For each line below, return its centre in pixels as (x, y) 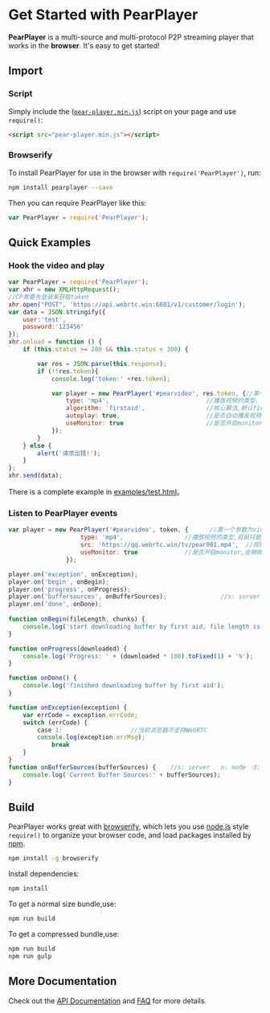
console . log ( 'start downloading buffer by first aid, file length (136, 626)
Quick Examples (50, 242)
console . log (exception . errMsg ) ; (92, 737)
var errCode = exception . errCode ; (80, 715)
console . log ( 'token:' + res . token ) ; (111, 379)
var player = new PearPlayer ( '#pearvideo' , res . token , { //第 (155, 393)
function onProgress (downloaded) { (68, 649)
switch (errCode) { (55, 722)
